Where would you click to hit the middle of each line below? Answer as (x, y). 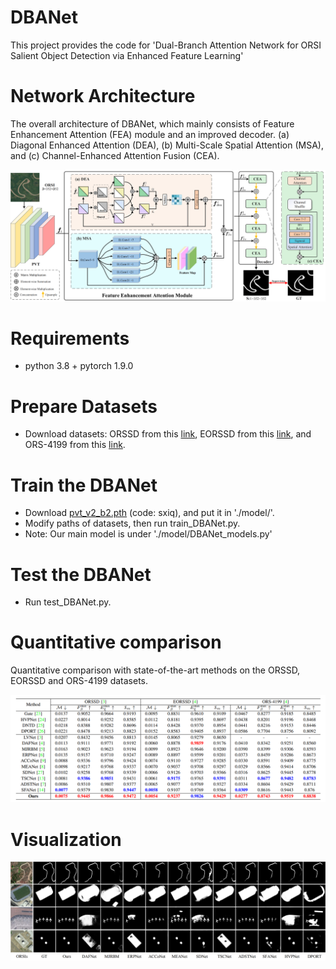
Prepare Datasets (84, 406)
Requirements (70, 338)
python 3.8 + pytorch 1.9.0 (79, 366)
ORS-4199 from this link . (75, 445)
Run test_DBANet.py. (68, 602)
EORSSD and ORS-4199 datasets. (79, 681)
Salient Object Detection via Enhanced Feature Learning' (127, 55)
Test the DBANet (81, 574)
